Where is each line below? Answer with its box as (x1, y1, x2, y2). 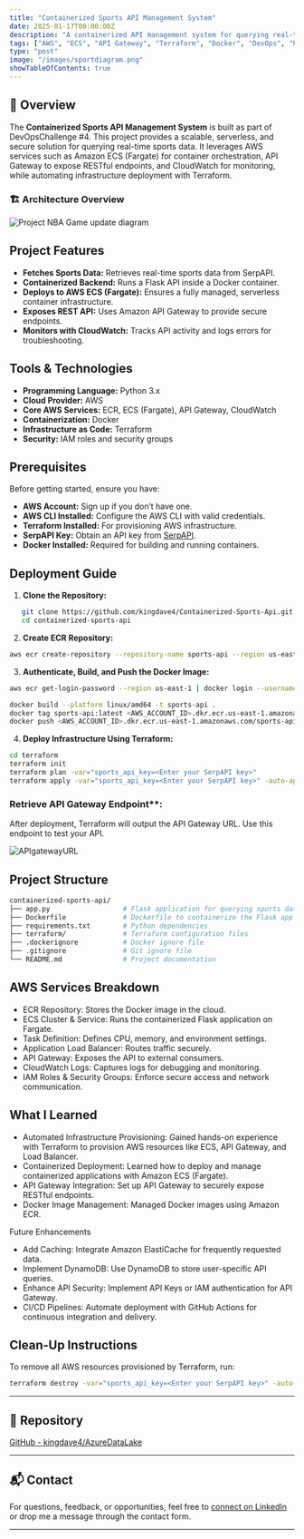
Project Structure (9, 872, 109, 887)
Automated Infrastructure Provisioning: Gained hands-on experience (22, 1131, 279, 1143)
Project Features (9, 243, 105, 258)
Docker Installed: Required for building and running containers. (22, 540, 260, 550)
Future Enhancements (9, 1226, 91, 1237)
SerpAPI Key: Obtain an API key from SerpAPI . (22, 530, 196, 541)
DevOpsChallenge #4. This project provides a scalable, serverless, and (9, 131, 274, 141)
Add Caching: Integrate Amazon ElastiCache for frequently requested (22, 1243, 282, 1254)
